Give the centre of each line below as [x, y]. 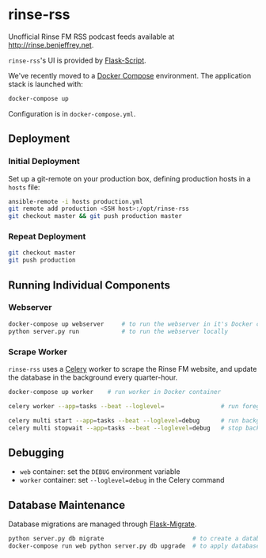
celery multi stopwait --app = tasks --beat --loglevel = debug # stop [125, 428]
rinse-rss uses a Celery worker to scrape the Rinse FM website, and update [133, 369]
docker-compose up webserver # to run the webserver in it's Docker [131, 324]
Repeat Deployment [47, 237]
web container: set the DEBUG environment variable [100, 472]
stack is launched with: [46, 84]
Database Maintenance [66, 505]
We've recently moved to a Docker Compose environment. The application [130, 75]
